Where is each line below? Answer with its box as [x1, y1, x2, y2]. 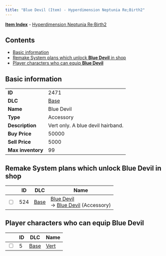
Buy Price [8, 130, 32, 137]
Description [8, 122, 37, 129]
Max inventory [8, 147, 44, 154]
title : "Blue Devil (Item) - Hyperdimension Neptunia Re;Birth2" [5, 7, 145, 13]
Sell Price [8, 139, 31, 146]
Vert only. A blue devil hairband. [48, 122, 124, 129]
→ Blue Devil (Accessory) [50, 202, 111, 209]
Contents [5, 36, 35, 45]
